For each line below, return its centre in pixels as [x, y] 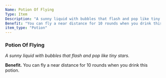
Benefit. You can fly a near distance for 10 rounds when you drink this [77, 65]
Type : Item [16, 14]
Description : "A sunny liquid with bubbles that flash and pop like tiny [83, 19]
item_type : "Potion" [26, 28]
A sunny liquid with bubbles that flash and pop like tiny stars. [67, 56]
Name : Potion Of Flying [30, 10]
